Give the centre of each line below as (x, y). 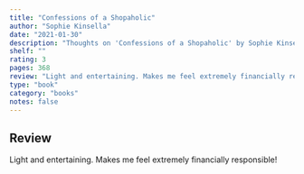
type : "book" (34, 85)
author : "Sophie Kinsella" (60, 26)
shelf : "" (28, 51)
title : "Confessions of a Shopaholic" (82, 18)
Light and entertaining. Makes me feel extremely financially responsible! (143, 160)
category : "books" (44, 93)
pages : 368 (30, 69)
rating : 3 (28, 60)
